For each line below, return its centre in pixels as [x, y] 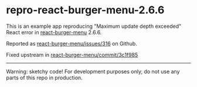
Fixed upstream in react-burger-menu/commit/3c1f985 [72, 55]
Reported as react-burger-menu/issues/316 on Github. [72, 43]
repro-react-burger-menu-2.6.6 [85, 10]
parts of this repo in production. [45, 77]
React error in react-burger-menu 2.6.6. [54, 32]
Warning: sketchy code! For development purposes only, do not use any [93, 71]
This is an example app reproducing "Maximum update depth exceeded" [94, 26]
